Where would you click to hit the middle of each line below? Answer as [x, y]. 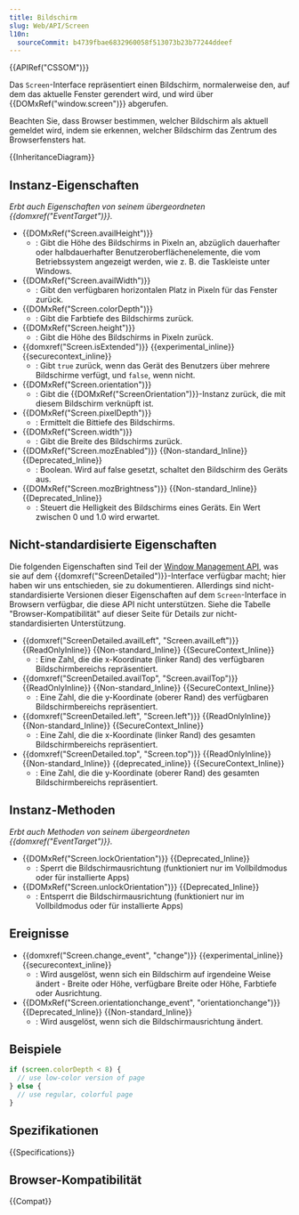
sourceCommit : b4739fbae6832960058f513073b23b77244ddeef [125, 42]
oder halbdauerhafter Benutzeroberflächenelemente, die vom [148, 252]
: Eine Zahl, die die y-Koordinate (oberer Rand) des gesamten [147, 773]
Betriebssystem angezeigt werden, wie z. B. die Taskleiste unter [153, 262]
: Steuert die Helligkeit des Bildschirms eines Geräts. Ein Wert [148, 507]
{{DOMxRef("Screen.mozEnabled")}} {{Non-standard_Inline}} [134, 451]
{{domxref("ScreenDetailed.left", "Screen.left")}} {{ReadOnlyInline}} [146, 716]
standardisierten [39, 623]
